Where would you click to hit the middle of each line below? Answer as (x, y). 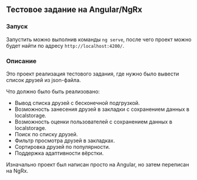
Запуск (17, 27)
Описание (21, 61)
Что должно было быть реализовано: (53, 91)
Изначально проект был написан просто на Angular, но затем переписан (98, 164)
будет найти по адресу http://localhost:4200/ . (65, 45)
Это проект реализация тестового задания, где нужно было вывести (93, 74)
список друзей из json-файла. (44, 80)
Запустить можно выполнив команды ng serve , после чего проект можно (99, 39)
